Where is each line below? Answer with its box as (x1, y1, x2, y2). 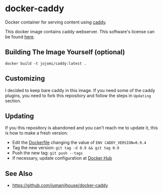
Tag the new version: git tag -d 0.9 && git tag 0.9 (12, 145, 119, 151)
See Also (5, 169, 33, 178)
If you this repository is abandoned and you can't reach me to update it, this (5, 125, 158, 131)
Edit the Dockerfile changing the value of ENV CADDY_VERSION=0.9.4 (12, 140, 146, 145)
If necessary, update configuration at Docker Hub (12, 155, 113, 161)
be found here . (5, 34, 35, 40)
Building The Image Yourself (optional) (5, 48, 125, 56)
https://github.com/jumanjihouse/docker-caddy (12, 182, 108, 189)
